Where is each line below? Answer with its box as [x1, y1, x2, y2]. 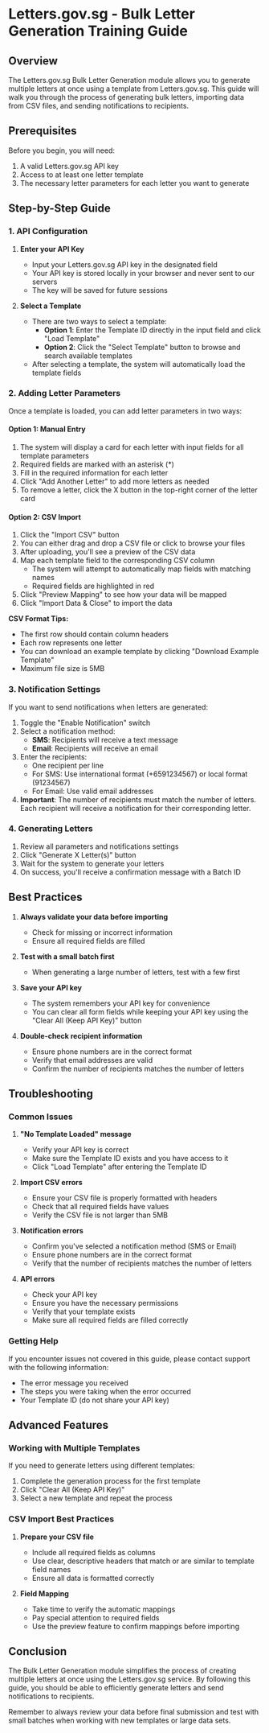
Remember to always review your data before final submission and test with [8, 1707, 259, 1717]
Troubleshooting [8, 1087, 94, 1101]
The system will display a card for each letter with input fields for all [19, 443, 244, 451]
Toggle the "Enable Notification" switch [19, 718, 151, 727]
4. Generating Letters [8, 823, 94, 834]
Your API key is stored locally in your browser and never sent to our [31, 268, 255, 278]
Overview [8, 54, 59, 68]
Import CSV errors [19, 1178, 83, 1188]
